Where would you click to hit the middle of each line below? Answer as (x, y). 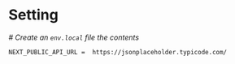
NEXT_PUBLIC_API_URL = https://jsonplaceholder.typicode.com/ (118, 52)
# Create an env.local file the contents (74, 37)
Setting (33, 15)
